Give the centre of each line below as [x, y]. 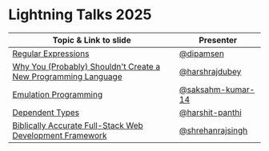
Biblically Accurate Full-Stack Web [78, 125]
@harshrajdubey [210, 71]
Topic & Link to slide [92, 40]
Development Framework [60, 135]
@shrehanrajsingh [213, 130]
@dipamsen [201, 54]
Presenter [218, 40]
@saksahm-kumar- [217, 89]
